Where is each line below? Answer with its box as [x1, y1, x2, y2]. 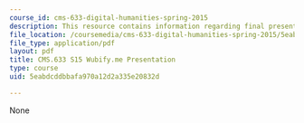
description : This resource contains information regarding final [9, 22, 265, 31]
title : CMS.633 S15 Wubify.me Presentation [9, 55, 176, 64]
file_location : [9, 30, 67, 39]
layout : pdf [9, 47, 54, 56]
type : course [9, 64, 59, 73]
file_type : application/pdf [9, 38, 116, 48]
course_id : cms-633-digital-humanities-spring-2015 [9, 13, 208, 23]
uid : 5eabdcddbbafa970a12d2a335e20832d [9, 72, 160, 81]
